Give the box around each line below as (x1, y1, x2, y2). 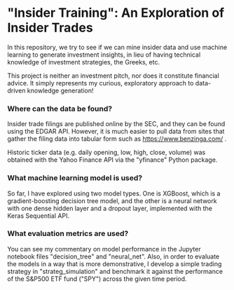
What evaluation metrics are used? (7, 229, 129, 239)
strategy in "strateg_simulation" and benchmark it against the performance (7, 267, 223, 275)
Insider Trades (7, 20, 93, 36)
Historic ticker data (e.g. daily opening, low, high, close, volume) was (7, 149, 206, 157)
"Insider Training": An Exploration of (7, 5, 225, 21)
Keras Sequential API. (7, 212, 70, 220)
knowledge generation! (27, 86, 94, 95)
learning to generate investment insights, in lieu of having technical (7, 50, 201, 59)
